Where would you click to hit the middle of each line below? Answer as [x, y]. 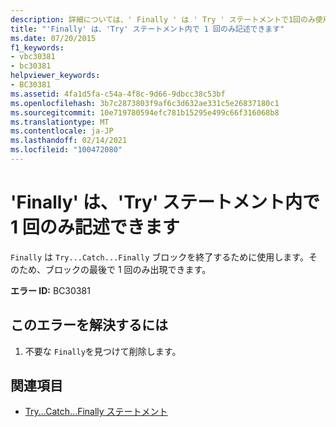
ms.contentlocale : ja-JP [62, 131]
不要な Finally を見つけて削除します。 [103, 351]
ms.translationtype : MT [60, 122]
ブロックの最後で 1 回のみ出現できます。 [128, 269]
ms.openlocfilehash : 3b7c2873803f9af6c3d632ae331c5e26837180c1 [145, 103]
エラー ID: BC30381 [50, 290]
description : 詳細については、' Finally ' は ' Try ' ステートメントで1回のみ [163, 19]
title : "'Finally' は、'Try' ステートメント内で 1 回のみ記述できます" [147, 29]
